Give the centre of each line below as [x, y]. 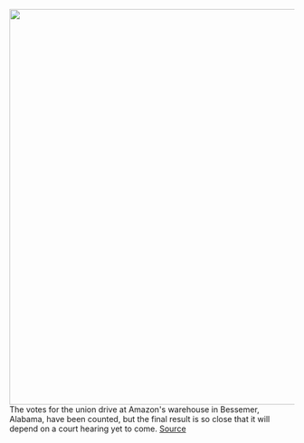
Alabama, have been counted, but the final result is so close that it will [140, 419]
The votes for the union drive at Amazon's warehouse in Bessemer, [134, 410]
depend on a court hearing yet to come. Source [98, 429]
